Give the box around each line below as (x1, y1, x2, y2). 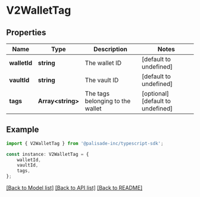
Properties (6, 27, 46, 38)
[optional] (142, 90, 170, 97)
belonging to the (85, 97, 131, 105)
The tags (85, 90, 110, 97)
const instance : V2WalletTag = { (6, 151, 89, 157)
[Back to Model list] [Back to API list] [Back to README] (6, 184, 143, 192)
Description (93, 45, 128, 53)
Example (6, 125, 39, 135)
